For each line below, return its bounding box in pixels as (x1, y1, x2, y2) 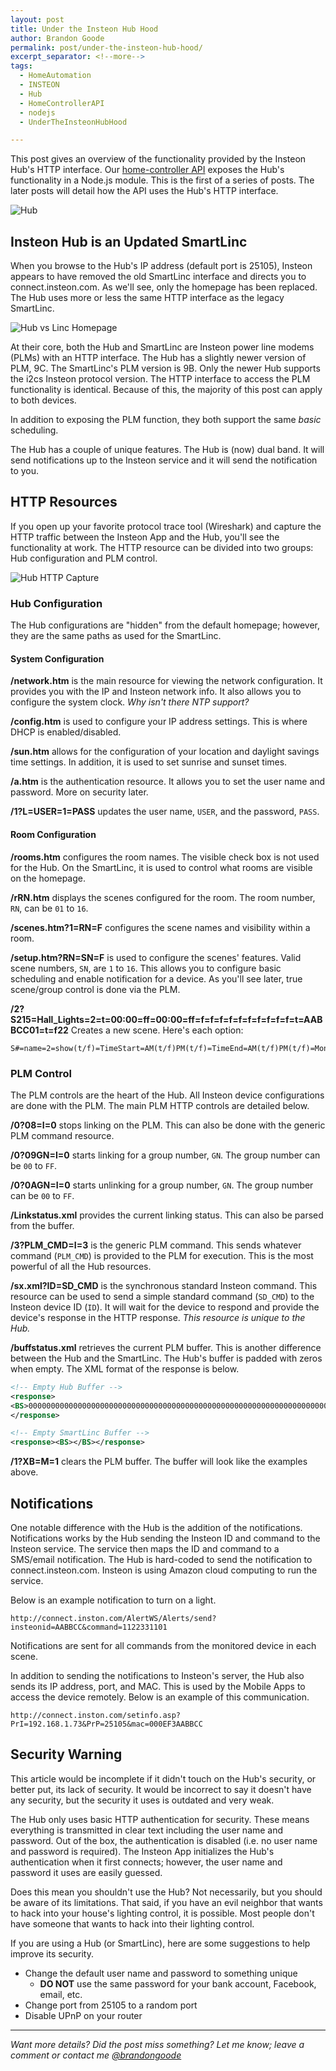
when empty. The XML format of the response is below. (10, 1362, 240, 1375)
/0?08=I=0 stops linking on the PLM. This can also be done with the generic (10, 1119, 326, 1131)
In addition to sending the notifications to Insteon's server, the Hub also (10, 1669, 305, 1681)
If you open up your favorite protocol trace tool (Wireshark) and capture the (10, 520, 322, 532)
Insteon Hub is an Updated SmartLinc (10, 233, 248, 250)
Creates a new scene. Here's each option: (70, 1024, 244, 1036)
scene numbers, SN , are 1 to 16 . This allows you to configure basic (10, 962, 282, 974)
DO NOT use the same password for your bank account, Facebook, (39, 1977, 317, 1990)
